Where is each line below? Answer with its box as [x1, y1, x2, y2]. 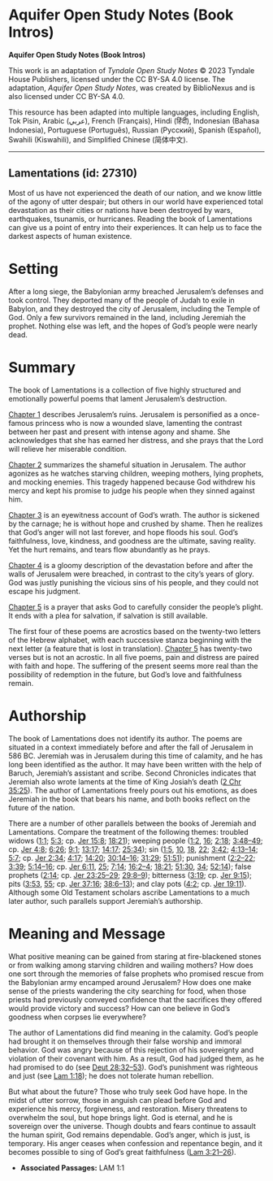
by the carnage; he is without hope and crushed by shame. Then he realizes [8, 519, 263, 528]
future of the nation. [8, 802, 76, 812]
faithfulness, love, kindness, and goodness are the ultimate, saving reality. [8, 536, 256, 545]
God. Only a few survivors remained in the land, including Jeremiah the [8, 312, 246, 322]
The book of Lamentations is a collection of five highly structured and [8, 384, 241, 395]
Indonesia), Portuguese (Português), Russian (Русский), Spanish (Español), [8, 124, 262, 135]
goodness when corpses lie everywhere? [8, 1012, 146, 1022]
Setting [8, 259, 58, 278]
